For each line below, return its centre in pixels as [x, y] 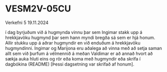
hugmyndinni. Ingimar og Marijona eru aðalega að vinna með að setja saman [84, 48]
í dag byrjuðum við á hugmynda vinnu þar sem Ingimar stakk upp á [74, 32]
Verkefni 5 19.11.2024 [27, 22]
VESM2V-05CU [38, 9]
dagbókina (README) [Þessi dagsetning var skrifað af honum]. [70, 64]
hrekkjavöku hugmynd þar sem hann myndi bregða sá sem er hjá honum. [80, 37]
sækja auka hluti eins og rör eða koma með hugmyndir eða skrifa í [73, 58]
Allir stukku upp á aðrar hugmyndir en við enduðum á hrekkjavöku [73, 42]
